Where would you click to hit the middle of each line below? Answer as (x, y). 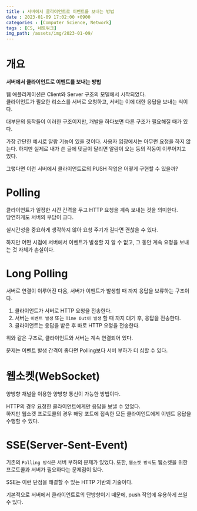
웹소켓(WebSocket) (53, 376)
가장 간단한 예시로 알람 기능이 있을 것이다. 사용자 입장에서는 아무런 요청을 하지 (96, 141)
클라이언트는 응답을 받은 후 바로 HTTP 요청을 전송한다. (77, 325)
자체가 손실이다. (36, 250)
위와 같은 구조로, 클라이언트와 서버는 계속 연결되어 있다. (70, 338)
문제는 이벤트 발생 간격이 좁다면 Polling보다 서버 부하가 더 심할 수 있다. (87, 350)
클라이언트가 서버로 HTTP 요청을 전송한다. (63, 310)
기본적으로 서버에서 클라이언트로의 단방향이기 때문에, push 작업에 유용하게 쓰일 (97, 495)
